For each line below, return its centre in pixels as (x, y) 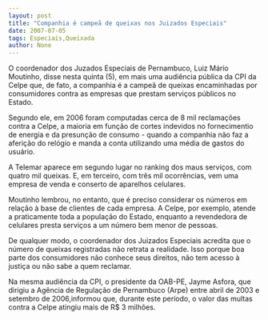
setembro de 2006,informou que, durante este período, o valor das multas (131, 299)
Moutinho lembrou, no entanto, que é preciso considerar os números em (128, 200)
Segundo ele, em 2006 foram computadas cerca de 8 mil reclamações (125, 118)
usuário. (22, 152)
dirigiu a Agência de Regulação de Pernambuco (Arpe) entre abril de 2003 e (134, 290)
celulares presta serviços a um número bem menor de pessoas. (113, 226)
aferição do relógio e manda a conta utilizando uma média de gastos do (126, 143)
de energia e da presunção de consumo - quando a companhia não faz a (129, 135)
